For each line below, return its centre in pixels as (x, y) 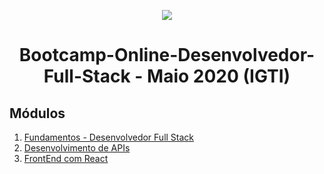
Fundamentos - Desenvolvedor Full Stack (109, 137)
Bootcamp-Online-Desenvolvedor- (167, 55)
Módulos (37, 113)
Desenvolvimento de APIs (77, 148)
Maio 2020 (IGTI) (219, 76)
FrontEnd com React (66, 158)
